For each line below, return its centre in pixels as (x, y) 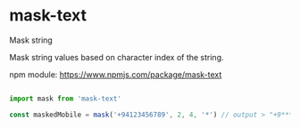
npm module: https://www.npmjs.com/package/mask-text (116, 74)
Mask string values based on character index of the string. (117, 57)
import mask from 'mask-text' (66, 99)
